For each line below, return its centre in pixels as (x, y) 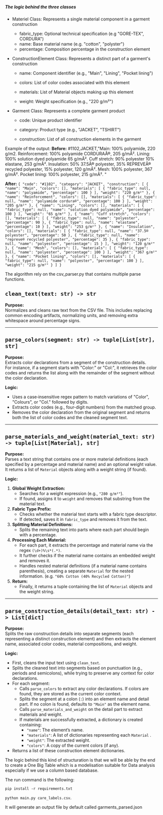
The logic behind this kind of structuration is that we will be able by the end (80, 760)
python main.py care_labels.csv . (38, 798)
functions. (15, 279)
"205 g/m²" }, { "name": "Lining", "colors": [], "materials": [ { (75, 205)
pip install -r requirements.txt (39, 789)
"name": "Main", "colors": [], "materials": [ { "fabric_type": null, (78, 188)
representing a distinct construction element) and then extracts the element (81, 639)
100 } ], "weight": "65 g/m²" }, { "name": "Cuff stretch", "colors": (78, 214)
